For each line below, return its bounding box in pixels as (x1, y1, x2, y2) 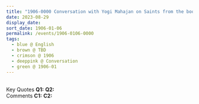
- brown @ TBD (11, 47, 46, 53)
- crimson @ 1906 (11, 53, 54, 58)
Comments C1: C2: (6, 92, 53, 99)
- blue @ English (11, 42, 54, 48)
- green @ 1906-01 (11, 63, 57, 70)
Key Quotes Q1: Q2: (6, 86, 54, 93)
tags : (6, 36, 20, 42)
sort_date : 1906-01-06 (6, 25, 62, 31)
